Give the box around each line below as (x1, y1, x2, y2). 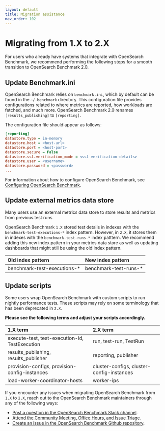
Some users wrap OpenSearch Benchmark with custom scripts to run (5, 294, 145, 300)
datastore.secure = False (5, 149, 58, 155)
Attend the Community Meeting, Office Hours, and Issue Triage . (12, 415, 141, 421)
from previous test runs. (5, 214, 54, 220)
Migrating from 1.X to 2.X (5, 37, 110, 49)
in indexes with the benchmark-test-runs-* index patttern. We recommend (5, 234, 155, 240)
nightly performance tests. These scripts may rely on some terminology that (5, 300, 159, 306)
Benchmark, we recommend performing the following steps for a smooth (5, 59, 152, 65)
